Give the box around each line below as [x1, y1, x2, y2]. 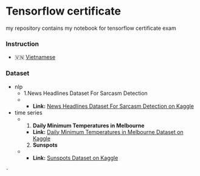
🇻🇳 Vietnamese [14, 54, 56, 61]
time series [14, 108, 43, 116]
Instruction [5, 40, 40, 48]
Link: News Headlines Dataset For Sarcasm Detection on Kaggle [32, 102, 194, 110]
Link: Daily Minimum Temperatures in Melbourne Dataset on [32, 128, 184, 135]
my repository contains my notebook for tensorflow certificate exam [5, 24, 177, 32]
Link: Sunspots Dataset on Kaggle [32, 154, 119, 161]
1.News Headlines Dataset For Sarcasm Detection [23, 90, 148, 97]
